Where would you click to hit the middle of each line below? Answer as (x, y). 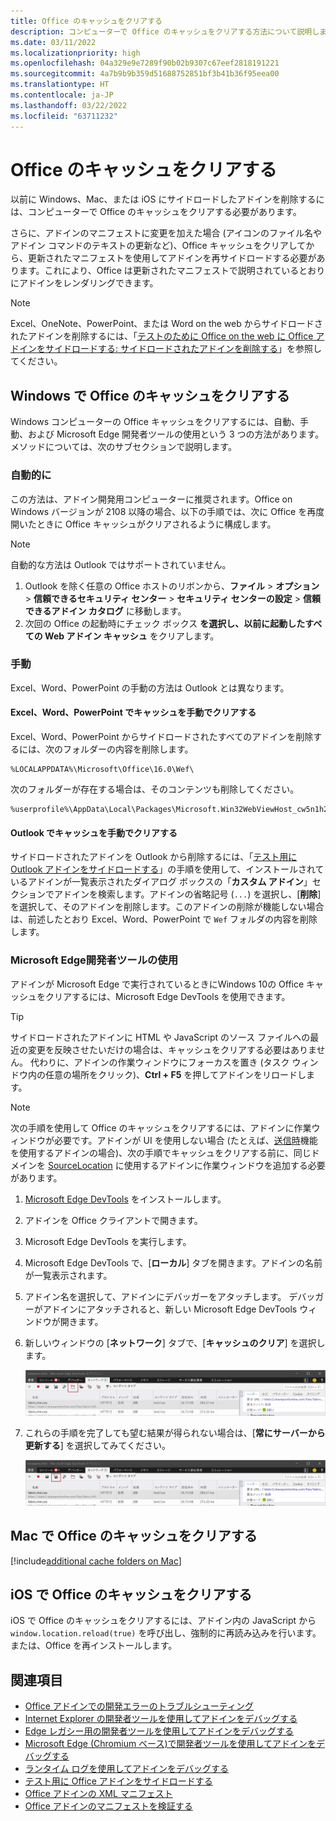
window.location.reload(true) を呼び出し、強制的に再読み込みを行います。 (166, 1633)
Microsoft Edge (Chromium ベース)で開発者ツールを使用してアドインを (170, 1744)
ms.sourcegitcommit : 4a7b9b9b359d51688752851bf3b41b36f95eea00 (145, 74)
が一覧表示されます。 (68, 1275)
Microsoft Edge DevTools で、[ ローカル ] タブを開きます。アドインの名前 (173, 1262)
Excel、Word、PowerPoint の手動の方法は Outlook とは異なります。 (150, 687)
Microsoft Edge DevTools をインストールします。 (125, 1199)
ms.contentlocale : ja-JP (62, 95)
